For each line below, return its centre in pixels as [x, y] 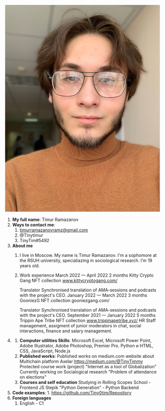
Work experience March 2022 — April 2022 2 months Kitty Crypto [86, 275]
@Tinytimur [31, 235]
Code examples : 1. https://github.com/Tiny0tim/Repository [72, 393]
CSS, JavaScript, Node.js [45, 351]
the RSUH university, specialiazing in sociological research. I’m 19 [86, 260]
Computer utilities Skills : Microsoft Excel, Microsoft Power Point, [85, 340]
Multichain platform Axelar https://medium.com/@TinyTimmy [81, 361]
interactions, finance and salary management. [66, 331]
